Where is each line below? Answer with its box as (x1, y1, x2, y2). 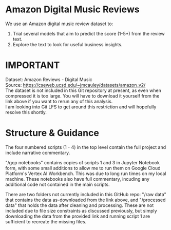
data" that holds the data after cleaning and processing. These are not (5, 202, 154, 208)
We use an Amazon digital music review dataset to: (5, 21, 113, 27)
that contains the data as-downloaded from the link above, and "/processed (5, 197, 166, 203)
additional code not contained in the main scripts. (5, 181, 110, 187)
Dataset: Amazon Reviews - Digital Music (5, 76, 92, 83)
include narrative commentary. (5, 149, 70, 156)
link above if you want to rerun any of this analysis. (5, 98, 113, 104)
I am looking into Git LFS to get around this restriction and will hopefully (5, 104, 157, 110)
